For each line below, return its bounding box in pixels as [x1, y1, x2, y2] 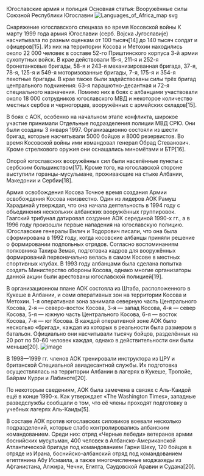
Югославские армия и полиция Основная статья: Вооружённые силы [6, 5, 188, 12]
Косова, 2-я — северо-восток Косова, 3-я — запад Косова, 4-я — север [6, 305, 196, 311]
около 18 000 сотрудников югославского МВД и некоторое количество [6, 95, 193, 102]
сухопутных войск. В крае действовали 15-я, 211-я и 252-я [6, 56, 159, 63]
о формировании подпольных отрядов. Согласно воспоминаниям [6, 240, 178, 248]
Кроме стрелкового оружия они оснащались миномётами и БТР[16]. [6, 146, 186, 153]
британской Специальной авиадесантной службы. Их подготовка [6, 361, 178, 369]
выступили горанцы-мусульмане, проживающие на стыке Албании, [6, 170, 184, 178]
